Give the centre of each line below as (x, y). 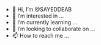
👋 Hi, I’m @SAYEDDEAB (42, 9)
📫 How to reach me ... (40, 36)
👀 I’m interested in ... (38, 16)
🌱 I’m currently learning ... (45, 22)
